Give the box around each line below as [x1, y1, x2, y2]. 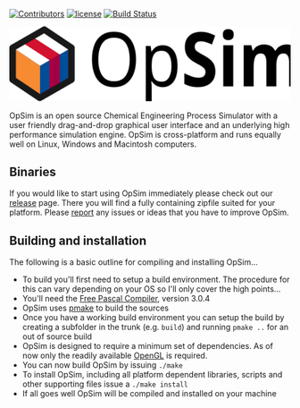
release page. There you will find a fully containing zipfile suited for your [9, 198, 276, 208]
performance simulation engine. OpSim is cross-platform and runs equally [9, 129, 281, 140]
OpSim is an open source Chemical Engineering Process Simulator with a [9, 110, 279, 121]
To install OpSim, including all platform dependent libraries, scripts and [21, 370, 283, 380]
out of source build [21, 331, 92, 342]
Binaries [9, 164, 56, 179]
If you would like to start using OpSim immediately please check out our [9, 188, 274, 199]
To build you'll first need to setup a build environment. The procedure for [21, 274, 290, 285]
